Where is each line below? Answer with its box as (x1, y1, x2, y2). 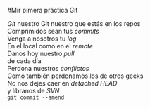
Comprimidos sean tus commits (7, 27, 100, 35)
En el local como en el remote (7, 42, 94, 50)
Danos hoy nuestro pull (7, 49, 75, 58)
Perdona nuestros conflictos (7, 65, 89, 72)
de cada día (7, 57, 42, 65)
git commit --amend (7, 94, 65, 101)
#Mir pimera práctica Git (7, 6, 78, 14)
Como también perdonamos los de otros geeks (7, 72, 144, 80)
